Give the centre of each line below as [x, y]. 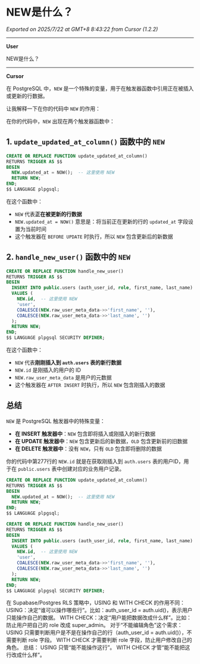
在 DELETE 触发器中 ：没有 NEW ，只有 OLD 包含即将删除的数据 [88, 449]
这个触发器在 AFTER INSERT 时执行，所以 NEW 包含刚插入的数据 [90, 385]
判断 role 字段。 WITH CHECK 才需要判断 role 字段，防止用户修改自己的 [104, 640]
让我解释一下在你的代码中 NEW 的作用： [54, 109]
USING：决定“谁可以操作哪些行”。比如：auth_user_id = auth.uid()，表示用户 [99, 610]
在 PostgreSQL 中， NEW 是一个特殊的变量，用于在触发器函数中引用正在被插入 [100, 88]
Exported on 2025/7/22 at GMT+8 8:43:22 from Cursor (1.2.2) [82, 29]
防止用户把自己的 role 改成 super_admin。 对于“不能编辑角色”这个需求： [94, 625]
